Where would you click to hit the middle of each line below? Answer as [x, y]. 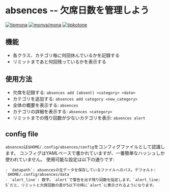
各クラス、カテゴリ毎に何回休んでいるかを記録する [66, 55]
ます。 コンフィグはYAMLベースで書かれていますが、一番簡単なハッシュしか [85, 153]
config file [22, 134]
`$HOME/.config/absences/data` [38, 175]
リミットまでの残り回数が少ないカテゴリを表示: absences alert [79, 118]
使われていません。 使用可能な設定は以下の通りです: [60, 159]
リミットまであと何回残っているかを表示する [59, 61]
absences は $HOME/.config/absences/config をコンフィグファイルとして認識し [85, 147]
